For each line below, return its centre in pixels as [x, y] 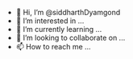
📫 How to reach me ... [53, 47]
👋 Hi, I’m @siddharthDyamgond [68, 12]
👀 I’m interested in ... [50, 21]
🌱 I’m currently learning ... [59, 29]
